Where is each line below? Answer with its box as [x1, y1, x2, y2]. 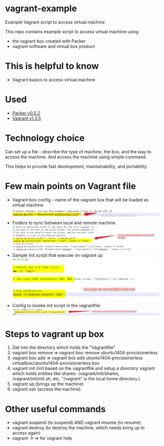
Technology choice [5, 133, 85, 144]
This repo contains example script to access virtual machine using [5, 28, 139, 34]
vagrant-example [5, 3, 77, 14]
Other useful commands [5, 403, 106, 415]
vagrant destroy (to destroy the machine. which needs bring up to [12, 425, 145, 431]
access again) [12, 430, 41, 436]
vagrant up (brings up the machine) [12, 381, 84, 387]
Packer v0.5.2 [12, 110, 41, 116]
